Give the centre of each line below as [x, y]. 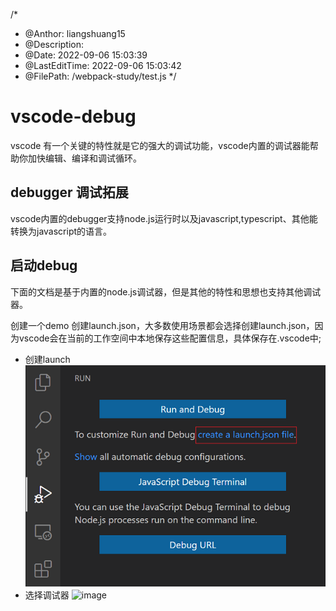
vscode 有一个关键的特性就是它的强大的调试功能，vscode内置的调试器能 [160, 145]
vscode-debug [73, 116]
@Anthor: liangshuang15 [75, 33]
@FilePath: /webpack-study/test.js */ [100, 76]
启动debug [44, 265]
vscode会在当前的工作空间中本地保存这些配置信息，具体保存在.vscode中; [170, 338]
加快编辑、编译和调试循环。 [84, 158]
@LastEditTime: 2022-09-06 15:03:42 [103, 65]
